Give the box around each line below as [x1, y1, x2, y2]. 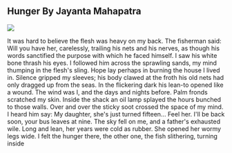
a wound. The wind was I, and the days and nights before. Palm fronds [7, 88, 209, 96]
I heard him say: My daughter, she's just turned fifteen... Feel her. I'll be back [7, 110, 225, 118]
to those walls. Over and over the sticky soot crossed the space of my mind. [7, 103, 224, 111]
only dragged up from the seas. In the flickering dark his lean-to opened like [7, 81, 224, 89]
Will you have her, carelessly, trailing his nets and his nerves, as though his [7, 44, 220, 52]
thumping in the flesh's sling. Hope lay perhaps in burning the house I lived [7, 65, 220, 74]
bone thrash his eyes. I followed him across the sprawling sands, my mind [7, 59, 217, 67]
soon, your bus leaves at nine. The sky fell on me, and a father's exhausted [7, 117, 221, 125]
